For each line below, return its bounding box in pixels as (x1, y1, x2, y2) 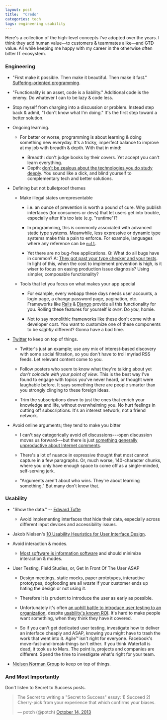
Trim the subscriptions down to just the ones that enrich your (19, 396, 145, 403)
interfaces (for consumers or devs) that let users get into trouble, (27, 209, 161, 215)
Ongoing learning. (12, 124, 50, 130)
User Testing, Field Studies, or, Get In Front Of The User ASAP (12, 565, 140, 571)
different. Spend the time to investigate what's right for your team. (19, 651, 155, 657)
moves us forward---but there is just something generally (19, 437, 138, 443)
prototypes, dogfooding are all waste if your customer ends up (19, 580, 148, 586)
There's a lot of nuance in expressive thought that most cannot (19, 452, 149, 458)
